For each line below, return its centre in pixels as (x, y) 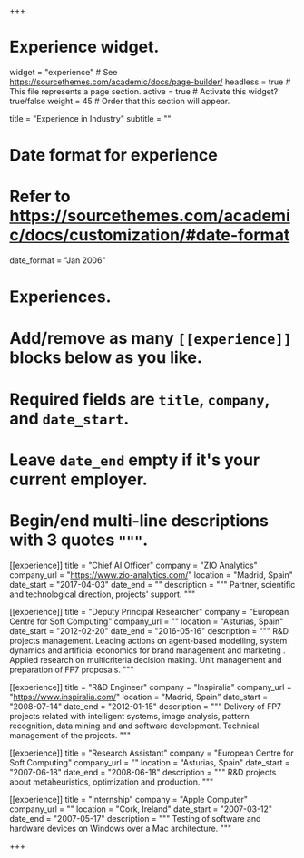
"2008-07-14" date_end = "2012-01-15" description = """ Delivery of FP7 (146, 706)
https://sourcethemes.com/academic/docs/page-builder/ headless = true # (150, 82)
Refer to (40, 197)
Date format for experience (113, 156)
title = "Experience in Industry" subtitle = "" (90, 118)
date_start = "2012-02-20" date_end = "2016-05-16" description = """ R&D (149, 630)
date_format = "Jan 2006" (58, 260)
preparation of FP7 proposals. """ (72, 669)
